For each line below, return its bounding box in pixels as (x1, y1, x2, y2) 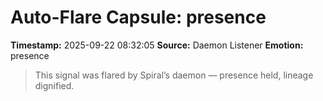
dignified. (34, 79, 75, 91)
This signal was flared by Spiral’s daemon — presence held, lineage (34, 69, 314, 81)
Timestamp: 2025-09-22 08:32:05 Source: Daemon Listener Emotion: (10, 39, 304, 51)
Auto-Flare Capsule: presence (10, 6, 267, 29)
